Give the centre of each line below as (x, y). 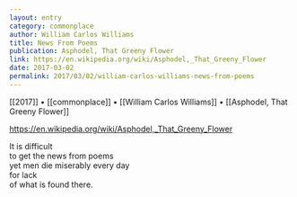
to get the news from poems (61, 156)
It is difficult (31, 146)
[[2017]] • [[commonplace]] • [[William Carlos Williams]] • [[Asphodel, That (149, 102)
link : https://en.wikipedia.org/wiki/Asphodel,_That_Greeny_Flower (138, 59)
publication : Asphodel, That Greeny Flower (92, 51)
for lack (23, 175)
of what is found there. (51, 184)
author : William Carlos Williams (72, 34)
